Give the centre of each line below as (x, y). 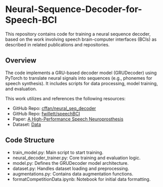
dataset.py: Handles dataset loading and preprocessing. (71, 168)
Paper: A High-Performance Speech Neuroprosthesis (68, 119)
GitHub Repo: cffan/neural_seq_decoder (54, 108)
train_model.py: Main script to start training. (58, 152)
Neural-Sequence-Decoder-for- (74, 9)
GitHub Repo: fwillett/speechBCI (46, 113)
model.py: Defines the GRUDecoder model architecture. (70, 163)
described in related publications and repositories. (58, 44)
